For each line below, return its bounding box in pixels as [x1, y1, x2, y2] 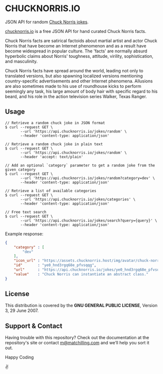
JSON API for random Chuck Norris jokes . [5, 19, 89, 25]
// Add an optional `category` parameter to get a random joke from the [5, 163, 155, 168]
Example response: [5, 231, 44, 237]
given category [5, 167, 36, 172]
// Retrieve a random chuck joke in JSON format [5, 120, 105, 125]
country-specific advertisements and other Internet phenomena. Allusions [5, 78, 153, 84]
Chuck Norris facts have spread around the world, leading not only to [5, 67, 144, 73]
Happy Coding [5, 355, 34, 360]
